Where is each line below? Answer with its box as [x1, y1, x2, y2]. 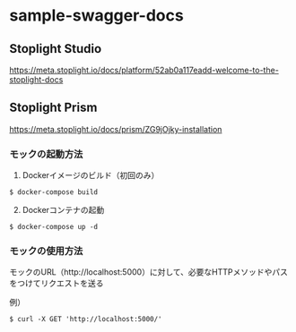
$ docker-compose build [9, 188, 99, 197]
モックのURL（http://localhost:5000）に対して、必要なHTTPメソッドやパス [9, 267, 289, 277]
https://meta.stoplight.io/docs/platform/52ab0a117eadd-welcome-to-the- [9, 64, 280, 75]
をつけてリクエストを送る [9, 278, 104, 289]
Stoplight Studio [9, 41, 102, 56]
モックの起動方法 [9, 148, 83, 160]
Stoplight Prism [9, 100, 98, 115]
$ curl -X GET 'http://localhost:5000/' [9, 315, 163, 324]
